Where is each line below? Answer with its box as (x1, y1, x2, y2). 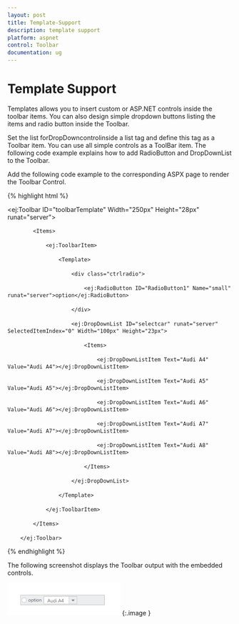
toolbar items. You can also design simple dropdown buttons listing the (7, 111, 216, 121)
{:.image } (121, 608, 151, 617)
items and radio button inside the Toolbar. (7, 119, 130, 128)
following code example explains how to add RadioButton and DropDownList (7, 149, 232, 157)
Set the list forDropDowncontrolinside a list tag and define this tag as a (7, 133, 215, 142)
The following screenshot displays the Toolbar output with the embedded (7, 560, 223, 569)
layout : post (7, 11, 46, 19)
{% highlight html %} (7, 191, 69, 200)
